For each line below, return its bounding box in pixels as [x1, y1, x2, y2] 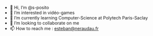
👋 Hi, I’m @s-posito [9, 5, 49, 10]
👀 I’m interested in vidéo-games [9, 10, 75, 16]
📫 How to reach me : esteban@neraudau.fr [9, 26, 99, 31]
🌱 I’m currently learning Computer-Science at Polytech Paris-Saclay [9, 15, 148, 20]
